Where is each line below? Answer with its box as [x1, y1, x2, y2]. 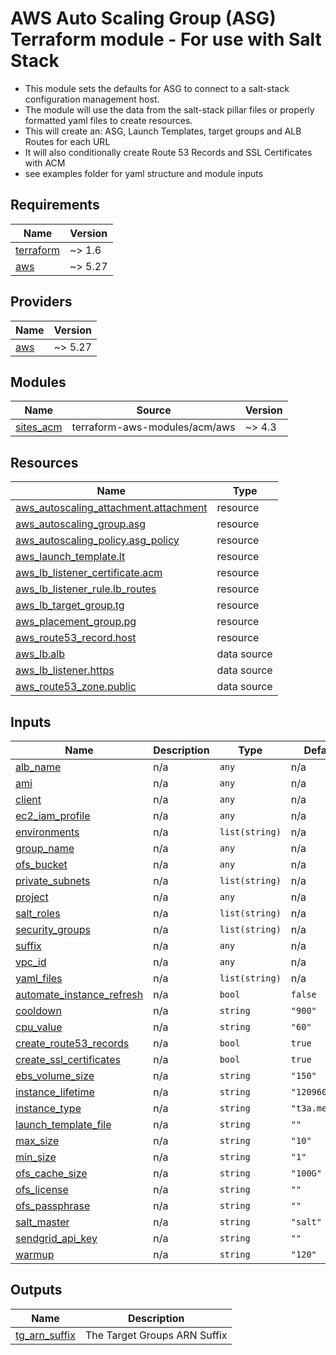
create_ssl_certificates [15, 1053, 121, 1066]
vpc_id [15, 955, 47, 969]
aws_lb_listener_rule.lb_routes [15, 582, 157, 596]
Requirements [10, 197, 100, 214]
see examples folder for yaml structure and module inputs [24, 167, 264, 179]
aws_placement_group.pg [15, 615, 137, 629]
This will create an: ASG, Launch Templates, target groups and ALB [24, 125, 302, 137]
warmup [15, 1248, 55, 1261]
